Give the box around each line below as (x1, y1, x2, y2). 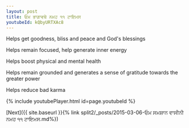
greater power (6, 75, 40, 82)
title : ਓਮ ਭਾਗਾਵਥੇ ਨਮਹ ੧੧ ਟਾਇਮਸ (6, 14, 82, 20)
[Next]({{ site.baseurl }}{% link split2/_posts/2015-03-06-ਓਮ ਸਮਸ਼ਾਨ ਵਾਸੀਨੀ (6, 109, 184, 116)
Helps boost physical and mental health (6, 58, 101, 65)
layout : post (6, 8, 38, 15)
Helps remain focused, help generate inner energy (6, 47, 127, 54)
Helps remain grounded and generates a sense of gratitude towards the (6, 69, 178, 76)
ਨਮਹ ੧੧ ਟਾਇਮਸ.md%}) (6, 116, 59, 123)
